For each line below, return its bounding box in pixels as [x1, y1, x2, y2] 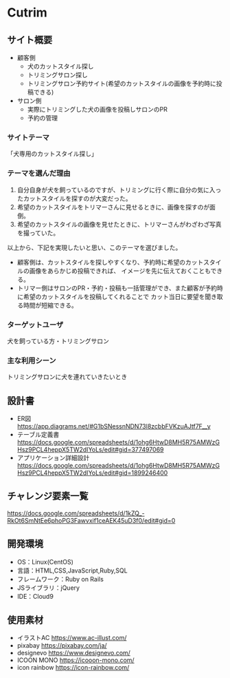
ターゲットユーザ [7, 320, 64, 329]
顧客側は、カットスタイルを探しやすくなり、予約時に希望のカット [16, 258, 204, 266]
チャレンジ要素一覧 [7, 491, 89, 502]
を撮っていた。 [16, 229, 60, 237]
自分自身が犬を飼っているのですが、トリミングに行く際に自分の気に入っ [16, 185, 222, 194]
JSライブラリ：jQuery [16, 584, 80, 592]
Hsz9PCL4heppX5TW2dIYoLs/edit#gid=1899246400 [16, 469, 168, 477]
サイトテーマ [7, 132, 50, 142]
